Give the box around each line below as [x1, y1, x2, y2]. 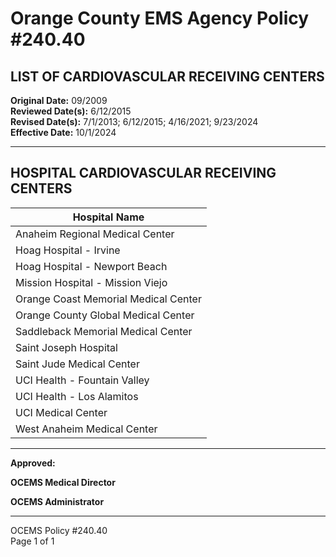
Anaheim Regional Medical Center [15, 227, 175, 241]
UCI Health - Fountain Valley [15, 373, 150, 387]
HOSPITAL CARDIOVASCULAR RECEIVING [10, 165, 277, 182]
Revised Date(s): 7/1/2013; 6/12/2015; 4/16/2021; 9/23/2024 [10, 116, 259, 127]
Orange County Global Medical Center [15, 308, 195, 322]
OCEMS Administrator [10, 495, 105, 507]
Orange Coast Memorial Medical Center [15, 292, 202, 306]
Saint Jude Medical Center [15, 357, 140, 371]
